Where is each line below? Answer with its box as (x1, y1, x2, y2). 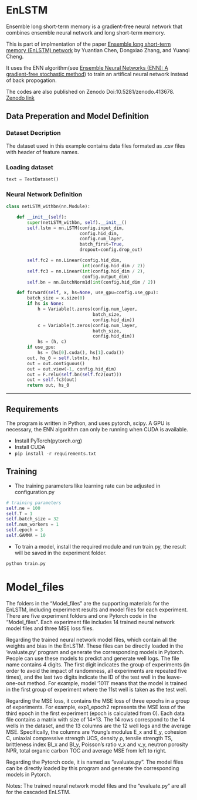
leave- (167, 673, 182, 680)
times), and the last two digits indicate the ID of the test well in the (6, 673, 166, 680)
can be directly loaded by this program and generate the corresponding (6, 764, 179, 771)
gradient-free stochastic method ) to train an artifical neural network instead (6, 70, 189, 77)
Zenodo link (6, 94, 35, 101)
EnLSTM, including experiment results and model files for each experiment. (6, 606, 188, 613)
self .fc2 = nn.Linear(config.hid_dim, (27, 257, 122, 264)
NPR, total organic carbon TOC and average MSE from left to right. (6, 747, 167, 754)
